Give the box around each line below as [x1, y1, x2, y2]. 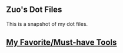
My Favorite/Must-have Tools [6, 38, 117, 48]
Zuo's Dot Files [6, 5, 62, 15]
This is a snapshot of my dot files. [6, 20, 88, 27]
